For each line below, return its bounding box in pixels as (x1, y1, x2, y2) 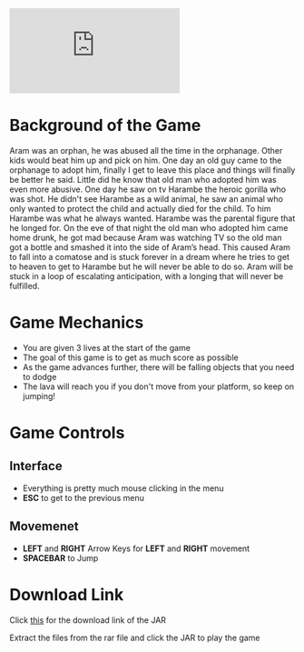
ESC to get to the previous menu (22, 492, 145, 503)
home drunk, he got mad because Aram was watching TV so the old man (9, 232, 282, 243)
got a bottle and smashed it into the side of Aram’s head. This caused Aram (9, 241, 290, 253)
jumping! (22, 390, 56, 401)
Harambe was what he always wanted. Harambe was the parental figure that (9, 213, 296, 224)
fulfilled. (9, 280, 40, 291)
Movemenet (9, 518, 79, 535)
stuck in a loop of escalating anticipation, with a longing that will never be (9, 270, 284, 281)
